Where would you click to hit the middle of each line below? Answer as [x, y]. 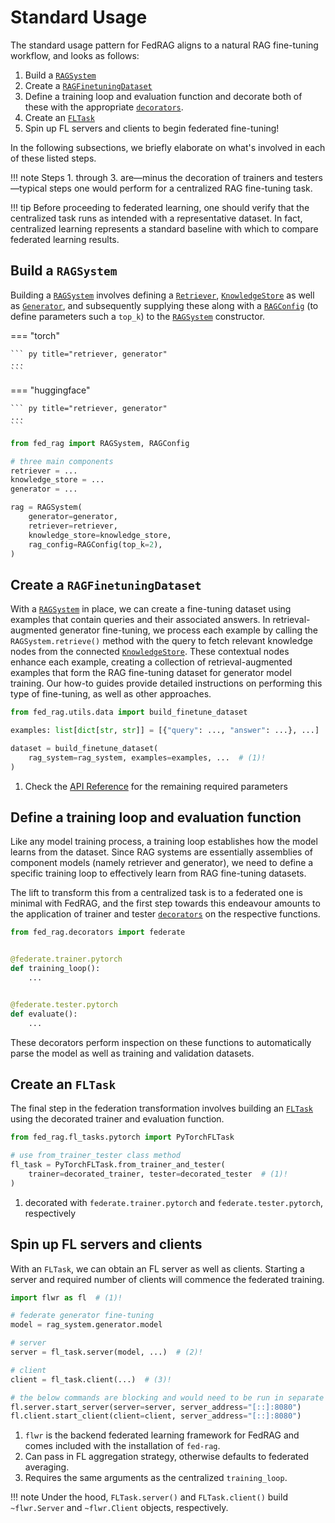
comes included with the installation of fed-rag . [122, 1446]
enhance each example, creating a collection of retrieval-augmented [151, 662]
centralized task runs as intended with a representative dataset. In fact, [156, 218]
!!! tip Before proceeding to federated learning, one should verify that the [160, 207]
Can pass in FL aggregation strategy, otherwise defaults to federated [166, 1457]
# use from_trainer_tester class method [96, 1156]
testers [308, 177]
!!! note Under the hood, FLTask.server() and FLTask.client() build [149, 1497]
